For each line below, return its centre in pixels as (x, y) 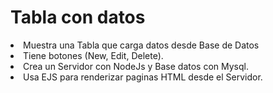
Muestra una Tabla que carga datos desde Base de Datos (141, 45)
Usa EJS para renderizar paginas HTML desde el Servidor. (143, 77)
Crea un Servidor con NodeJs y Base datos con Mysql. (136, 66)
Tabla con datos (78, 17)
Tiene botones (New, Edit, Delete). (93, 55)
